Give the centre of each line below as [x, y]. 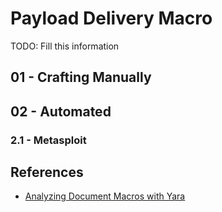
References [47, 172]
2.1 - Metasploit [48, 140]
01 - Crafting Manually [81, 77]
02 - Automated [61, 111]
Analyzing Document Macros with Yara [105, 196]
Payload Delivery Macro [111, 18]
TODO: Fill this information [65, 46]
